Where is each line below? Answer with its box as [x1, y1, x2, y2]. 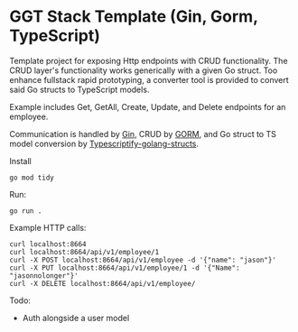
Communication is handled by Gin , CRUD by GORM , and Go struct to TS [9, 128, 277, 139]
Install [9, 155, 32, 166]
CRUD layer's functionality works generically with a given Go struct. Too [9, 65, 278, 76]
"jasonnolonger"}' [9, 271, 79, 281]
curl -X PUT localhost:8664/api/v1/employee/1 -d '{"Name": [9, 263, 241, 272]
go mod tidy [9, 173, 54, 182]
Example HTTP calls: [9, 222, 87, 233]
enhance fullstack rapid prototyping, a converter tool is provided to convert [9, 74, 289, 85]
